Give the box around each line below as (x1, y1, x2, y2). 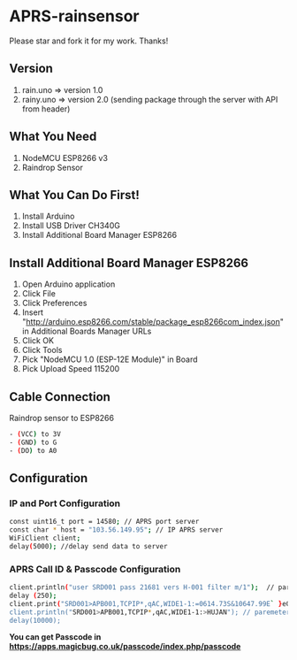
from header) (21, 104, 71, 114)
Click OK (21, 335, 55, 346)
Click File (21, 288, 56, 299)
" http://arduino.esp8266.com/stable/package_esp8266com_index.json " (21, 317, 285, 327)
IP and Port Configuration (9, 497, 121, 510)
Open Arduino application (21, 279, 116, 289)
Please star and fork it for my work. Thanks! (9, 35, 169, 46)
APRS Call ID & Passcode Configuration (9, 563, 181, 575)
